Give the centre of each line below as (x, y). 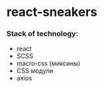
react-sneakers (52, 12)
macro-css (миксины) (48, 64)
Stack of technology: (43, 34)
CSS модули (35, 71)
